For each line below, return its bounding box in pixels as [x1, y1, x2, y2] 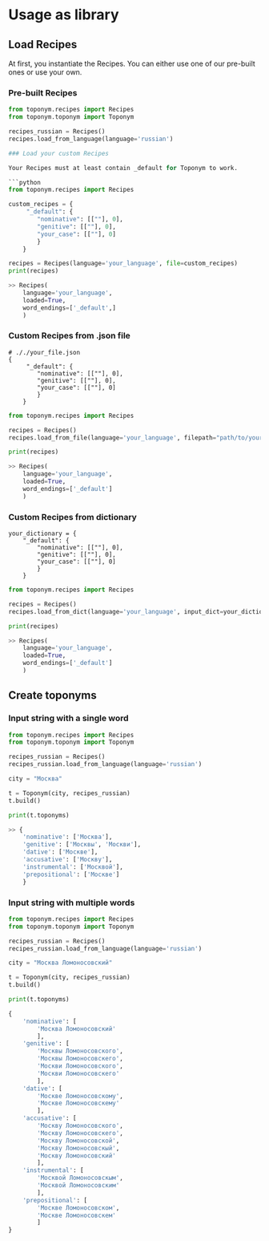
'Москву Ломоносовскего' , [37, 1129, 124, 1137]
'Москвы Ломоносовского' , [37, 1047, 124, 1056]
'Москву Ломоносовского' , [37, 1121, 124, 1129]
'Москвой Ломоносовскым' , [37, 1174, 124, 1182]
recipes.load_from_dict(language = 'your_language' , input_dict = [8, 607, 224, 615]
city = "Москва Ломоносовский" [8, 959, 113, 967]
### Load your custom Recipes [8, 149, 110, 157]
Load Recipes [8, 38, 78, 51]
